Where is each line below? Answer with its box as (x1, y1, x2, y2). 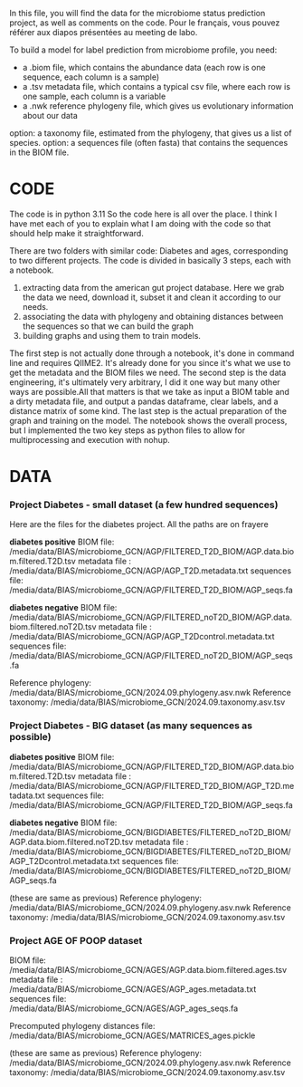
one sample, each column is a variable (22, 91, 166, 101)
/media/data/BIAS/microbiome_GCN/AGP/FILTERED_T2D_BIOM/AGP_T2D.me (9, 780, 295, 791)
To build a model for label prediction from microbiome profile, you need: (9, 44, 278, 55)
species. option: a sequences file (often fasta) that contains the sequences (9, 138, 289, 148)
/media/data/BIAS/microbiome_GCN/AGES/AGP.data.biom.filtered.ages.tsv (9, 965, 288, 976)
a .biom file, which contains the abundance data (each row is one (22, 63, 266, 72)
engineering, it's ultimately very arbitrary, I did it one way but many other (9, 376, 280, 388)
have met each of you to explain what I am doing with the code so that (9, 217, 271, 229)
